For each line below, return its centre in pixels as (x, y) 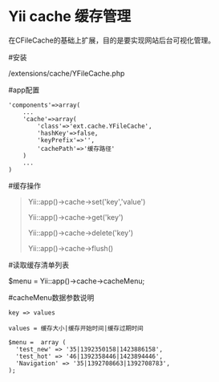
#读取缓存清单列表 (39, 265)
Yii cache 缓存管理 (69, 16)
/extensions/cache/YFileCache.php (67, 73)
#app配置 (24, 90)
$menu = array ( (37, 342)
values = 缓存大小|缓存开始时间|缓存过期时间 (76, 328)
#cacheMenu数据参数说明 (51, 297)
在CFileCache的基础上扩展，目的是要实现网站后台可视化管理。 (112, 40)
